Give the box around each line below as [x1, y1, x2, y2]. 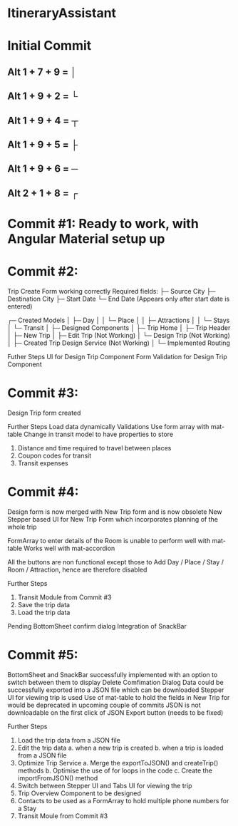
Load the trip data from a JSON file [17, 735, 121, 744]
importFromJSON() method [17, 773, 98, 782]
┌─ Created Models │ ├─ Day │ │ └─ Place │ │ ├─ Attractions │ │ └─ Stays [7, 316, 230, 324]
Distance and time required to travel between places [17, 443, 172, 452]
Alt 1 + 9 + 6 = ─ [7, 162, 78, 175]
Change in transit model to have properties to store [24, 430, 173, 438]
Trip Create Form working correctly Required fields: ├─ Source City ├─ [7, 286, 216, 295]
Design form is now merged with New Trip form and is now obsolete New [7, 507, 222, 516]
